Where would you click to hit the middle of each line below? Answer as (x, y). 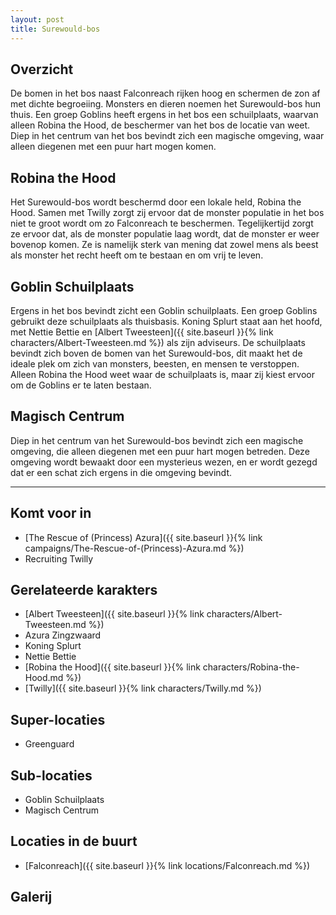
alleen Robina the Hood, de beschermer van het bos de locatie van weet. (160, 125)
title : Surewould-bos (55, 29)
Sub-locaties (51, 775)
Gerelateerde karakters (84, 589)
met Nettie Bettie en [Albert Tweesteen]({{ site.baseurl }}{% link (142, 332)
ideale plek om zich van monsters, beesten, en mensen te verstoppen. (155, 363)
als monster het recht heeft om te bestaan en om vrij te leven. (137, 255)
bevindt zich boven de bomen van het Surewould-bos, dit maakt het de (156, 353)
